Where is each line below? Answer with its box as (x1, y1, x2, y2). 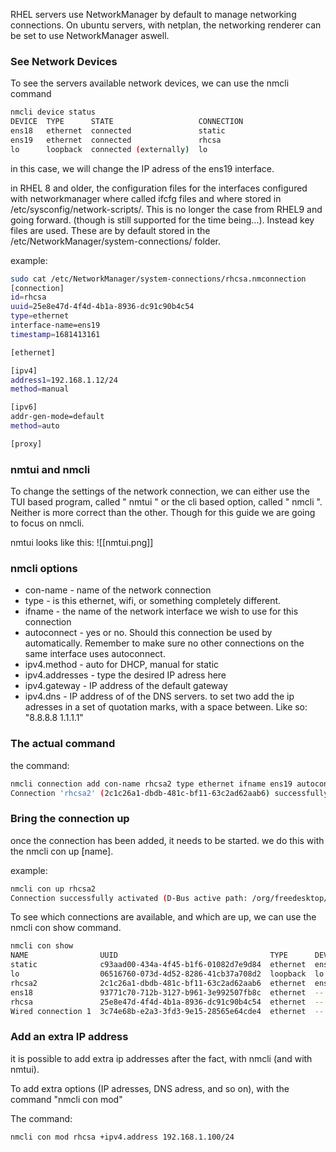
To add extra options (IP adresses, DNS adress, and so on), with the (10, 1082, 290, 1094)
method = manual (10, 384, 70, 394)
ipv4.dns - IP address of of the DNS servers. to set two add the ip (24, 690, 295, 703)
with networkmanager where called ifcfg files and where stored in (10, 192, 282, 204)
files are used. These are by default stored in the (10, 224, 211, 236)
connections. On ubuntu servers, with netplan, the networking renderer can (10, 19, 322, 31)
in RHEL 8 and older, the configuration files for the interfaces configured (10, 182, 308, 194)
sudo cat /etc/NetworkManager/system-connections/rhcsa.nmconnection (10, 274, 307, 284)
